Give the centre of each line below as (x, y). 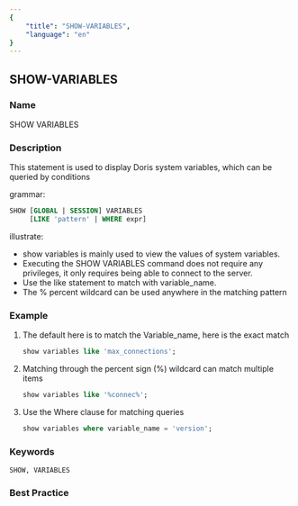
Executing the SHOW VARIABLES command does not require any (143, 263)
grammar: (27, 194)
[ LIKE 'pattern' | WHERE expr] (88, 220)
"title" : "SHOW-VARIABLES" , (78, 26)
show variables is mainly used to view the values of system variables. (151, 254)
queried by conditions (50, 177)
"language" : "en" (58, 34)
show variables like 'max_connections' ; (99, 352)
